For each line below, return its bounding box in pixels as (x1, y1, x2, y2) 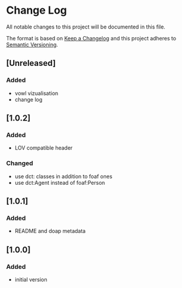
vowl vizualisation (14, 90, 59, 97)
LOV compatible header (14, 144, 73, 151)
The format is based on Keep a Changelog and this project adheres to (6, 34, 177, 42)
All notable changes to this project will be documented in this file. (6, 23, 166, 30)
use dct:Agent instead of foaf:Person (14, 179, 106, 186)
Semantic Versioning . (6, 41, 58, 48)
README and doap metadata (14, 227, 86, 235)
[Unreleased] (6, 58, 56, 68)
